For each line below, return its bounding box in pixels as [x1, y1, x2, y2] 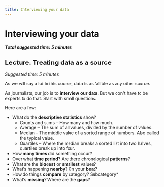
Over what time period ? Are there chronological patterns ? [12, 156, 130, 162]
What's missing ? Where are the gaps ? [12, 177, 90, 183]
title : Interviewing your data [5, 7, 69, 12]
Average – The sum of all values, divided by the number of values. [19, 125, 153, 131]
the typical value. [19, 135, 55, 141]
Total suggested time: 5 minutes [5, 44, 72, 50]
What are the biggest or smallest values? [12, 161, 96, 167]
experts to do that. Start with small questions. [5, 96, 97, 102]
